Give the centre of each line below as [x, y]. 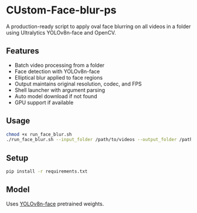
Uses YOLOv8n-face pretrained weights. [55, 204]
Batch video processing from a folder [60, 65]
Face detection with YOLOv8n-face [57, 71]
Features [23, 51]
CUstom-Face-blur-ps [61, 10]
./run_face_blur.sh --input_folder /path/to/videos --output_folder [91, 140]
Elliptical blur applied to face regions [59, 77]
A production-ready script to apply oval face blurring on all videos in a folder [98, 26]
